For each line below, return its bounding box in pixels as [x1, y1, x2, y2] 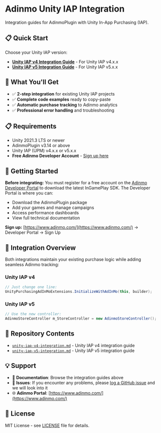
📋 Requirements [5, 122, 57, 130]
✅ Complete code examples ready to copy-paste [12, 96, 111, 102]
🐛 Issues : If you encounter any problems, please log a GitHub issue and [12, 380, 155, 385]
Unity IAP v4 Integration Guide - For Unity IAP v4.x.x [12, 59, 118, 64]
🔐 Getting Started [5, 167, 59, 175]
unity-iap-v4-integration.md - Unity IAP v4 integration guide [12, 342, 135, 348]
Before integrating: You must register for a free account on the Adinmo [5, 180, 147, 186]
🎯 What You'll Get [5, 78, 59, 86]
